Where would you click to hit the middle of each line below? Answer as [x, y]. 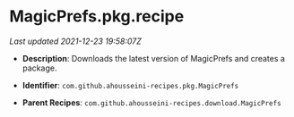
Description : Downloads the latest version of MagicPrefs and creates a [153, 58]
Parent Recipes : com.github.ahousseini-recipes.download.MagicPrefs [151, 102]
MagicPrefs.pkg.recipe [97, 17]
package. [39, 68]
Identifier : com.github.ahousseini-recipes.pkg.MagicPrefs [130, 85]
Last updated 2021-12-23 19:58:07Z [75, 41]
